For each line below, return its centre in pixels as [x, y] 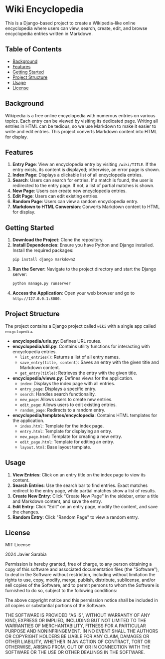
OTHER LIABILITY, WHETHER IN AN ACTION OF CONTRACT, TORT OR [78, 642]
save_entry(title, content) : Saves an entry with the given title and [89, 362]
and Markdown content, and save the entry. [57, 501]
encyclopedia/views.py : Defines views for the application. [73, 378]
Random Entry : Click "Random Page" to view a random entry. [76, 517]
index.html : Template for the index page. [62, 426]
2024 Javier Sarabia [26, 554]
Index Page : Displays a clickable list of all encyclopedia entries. [78, 175]
